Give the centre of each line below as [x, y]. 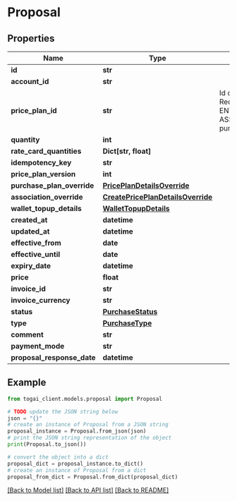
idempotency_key [41, 163]
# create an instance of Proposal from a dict [77, 470]
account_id [30, 82]
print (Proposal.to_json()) [47, 445]
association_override [47, 197]
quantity [25, 140]
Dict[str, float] [127, 151]
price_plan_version [43, 174]
